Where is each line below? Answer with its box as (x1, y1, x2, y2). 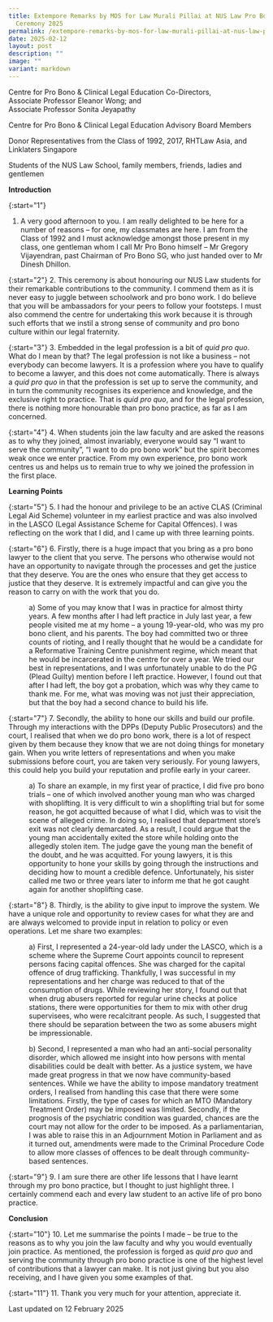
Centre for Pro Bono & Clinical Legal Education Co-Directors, (8, 87, 212, 97)
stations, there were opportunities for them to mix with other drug (28, 1002, 248, 1012)
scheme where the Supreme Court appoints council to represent (28, 950, 245, 960)
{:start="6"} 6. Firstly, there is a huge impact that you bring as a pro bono (8, 544, 253, 553)
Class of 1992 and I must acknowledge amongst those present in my (19, 233, 249, 243)
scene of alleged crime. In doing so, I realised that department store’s (28, 815, 262, 825)
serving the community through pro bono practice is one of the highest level (8, 1255, 264, 1264)
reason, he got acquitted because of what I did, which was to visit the (28, 806, 262, 817)
